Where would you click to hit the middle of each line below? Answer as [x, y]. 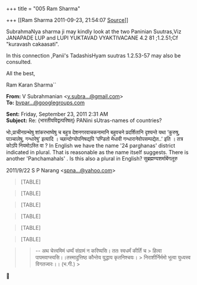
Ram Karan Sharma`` [31, 85]
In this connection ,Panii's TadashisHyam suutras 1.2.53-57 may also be [93, 55]
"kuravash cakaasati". [33, 44]
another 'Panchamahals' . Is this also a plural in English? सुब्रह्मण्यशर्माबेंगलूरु [92, 158]
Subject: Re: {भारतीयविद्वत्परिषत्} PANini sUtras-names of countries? [84, 120]
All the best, [21, 73]
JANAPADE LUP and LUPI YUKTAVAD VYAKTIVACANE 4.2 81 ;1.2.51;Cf [92, 38]
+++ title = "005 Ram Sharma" [43, 9]
